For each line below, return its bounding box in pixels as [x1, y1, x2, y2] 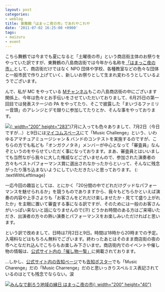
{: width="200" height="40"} [93, 281, 152, 287]
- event [5, 39, 21, 44]
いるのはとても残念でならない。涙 [5, 271, 74, 277]
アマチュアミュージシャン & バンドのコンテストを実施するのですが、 [13, 136, 153, 142]
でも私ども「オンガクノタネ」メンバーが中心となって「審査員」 [22, 142, 151, 148]
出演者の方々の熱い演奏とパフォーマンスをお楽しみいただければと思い [18, 213, 160, 219]
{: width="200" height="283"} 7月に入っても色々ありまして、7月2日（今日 [10, 124, 160, 130]
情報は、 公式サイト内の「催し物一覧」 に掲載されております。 [13, 248, 138, 254]
